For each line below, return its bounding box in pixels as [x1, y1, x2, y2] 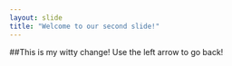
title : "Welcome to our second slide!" [9, 22, 160, 31]
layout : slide [9, 13, 63, 23]
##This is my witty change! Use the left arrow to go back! [9, 46, 224, 57]
